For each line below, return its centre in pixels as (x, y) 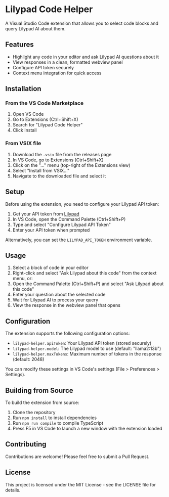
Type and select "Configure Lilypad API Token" (62, 224)
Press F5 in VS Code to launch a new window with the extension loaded (87, 428)
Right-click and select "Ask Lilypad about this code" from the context (85, 273)
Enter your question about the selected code (59, 295)
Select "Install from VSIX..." (41, 170)
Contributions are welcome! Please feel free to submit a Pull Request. (77, 457)
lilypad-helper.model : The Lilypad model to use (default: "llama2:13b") (87, 349)
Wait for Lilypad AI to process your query (55, 300)
